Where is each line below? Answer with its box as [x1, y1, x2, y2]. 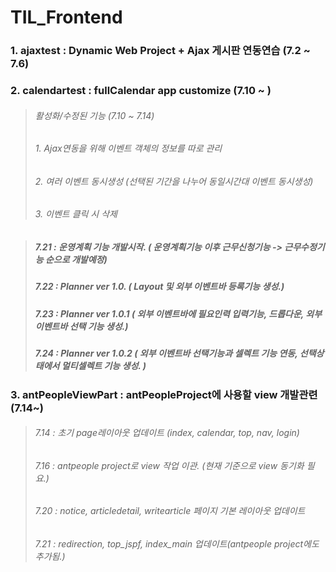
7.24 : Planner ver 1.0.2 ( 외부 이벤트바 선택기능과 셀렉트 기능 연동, [34, 347, 298, 360]
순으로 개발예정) [44, 254, 108, 266]
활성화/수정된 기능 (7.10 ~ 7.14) [34, 109, 155, 121]
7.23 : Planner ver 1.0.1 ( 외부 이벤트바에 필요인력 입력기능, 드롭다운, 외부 [34, 307, 323, 320]
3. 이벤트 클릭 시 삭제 [34, 208, 118, 220]
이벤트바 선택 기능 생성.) [34, 320, 129, 332]
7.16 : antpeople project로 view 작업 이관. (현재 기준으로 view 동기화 [34, 459, 305, 471]
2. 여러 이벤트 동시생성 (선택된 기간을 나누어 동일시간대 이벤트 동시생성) [34, 175, 314, 187]
